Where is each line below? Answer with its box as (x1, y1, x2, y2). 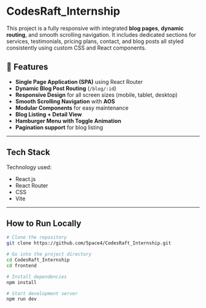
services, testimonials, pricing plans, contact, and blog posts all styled (6, 37, 184, 45)
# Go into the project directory (6, 251, 92, 258)
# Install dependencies (6, 274, 67, 280)
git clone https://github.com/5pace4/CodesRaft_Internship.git (6, 240, 172, 246)
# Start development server (6, 290, 78, 296)
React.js (15, 175, 36, 182)
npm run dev (6, 296, 37, 302)
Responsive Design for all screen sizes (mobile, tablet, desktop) (15, 91, 178, 99)
